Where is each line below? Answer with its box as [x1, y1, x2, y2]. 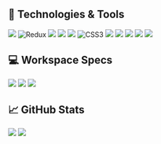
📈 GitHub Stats [8, 103, 85, 116]
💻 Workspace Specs [8, 54, 113, 67]
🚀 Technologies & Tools [8, 8, 125, 21]
